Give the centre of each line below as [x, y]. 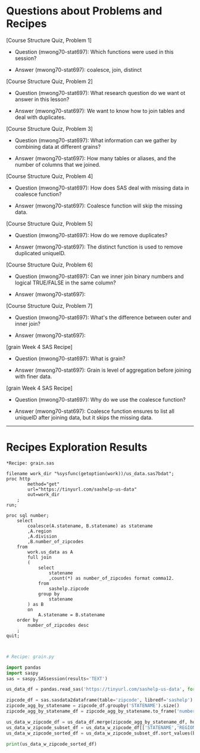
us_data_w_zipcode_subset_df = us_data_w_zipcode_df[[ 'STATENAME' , [92, 727]
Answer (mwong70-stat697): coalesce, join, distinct [78, 69]
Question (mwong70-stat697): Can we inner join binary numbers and [99, 276]
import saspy [22, 673]
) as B [36, 604]
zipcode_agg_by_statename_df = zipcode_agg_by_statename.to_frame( [92, 711]
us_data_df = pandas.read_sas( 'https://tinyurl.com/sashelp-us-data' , [96, 689]
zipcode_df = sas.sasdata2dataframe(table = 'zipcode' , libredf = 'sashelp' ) [100, 700]
